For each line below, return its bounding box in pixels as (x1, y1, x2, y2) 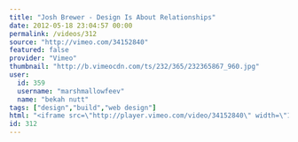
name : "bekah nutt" (17, 94, 90, 104)
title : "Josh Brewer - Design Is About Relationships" (9, 12, 216, 22)
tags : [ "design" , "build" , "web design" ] (9, 103, 157, 112)
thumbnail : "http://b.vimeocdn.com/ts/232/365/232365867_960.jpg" (9, 63, 260, 71)
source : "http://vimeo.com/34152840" (9, 37, 149, 47)
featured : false (9, 46, 69, 55)
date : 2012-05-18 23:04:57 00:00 (9, 21, 133, 30)
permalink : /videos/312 (9, 29, 98, 38)
